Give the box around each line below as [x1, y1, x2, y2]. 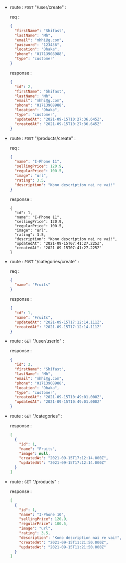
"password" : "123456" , [14, 42, 62, 47]
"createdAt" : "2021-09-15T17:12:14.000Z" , [19, 455, 109, 461]
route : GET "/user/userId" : [9, 338, 64, 344]
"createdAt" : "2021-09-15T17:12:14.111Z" [14, 324, 102, 329]
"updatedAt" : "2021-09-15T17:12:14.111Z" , [14, 320, 104, 325]
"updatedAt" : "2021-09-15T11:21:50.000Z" [19, 544, 106, 549]
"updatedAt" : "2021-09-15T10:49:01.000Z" [14, 399, 102, 404]
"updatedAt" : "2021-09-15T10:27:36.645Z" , [14, 117, 104, 122]
